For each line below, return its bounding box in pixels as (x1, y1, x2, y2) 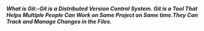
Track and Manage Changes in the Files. (6, 18, 112, 25)
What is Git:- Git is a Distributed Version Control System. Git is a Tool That (6, 5, 198, 12)
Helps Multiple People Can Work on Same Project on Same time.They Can (6, 11, 198, 18)
